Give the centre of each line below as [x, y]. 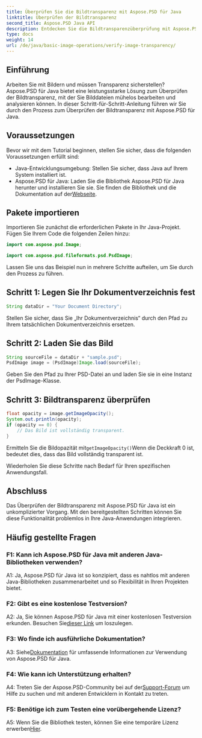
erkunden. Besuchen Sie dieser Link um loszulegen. [70, 623]
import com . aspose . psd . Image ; [44, 245]
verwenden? [64, 562]
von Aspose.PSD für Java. [38, 658]
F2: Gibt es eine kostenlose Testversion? [67, 603]
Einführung [28, 70]
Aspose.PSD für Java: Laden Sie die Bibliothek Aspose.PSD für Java [99, 181]
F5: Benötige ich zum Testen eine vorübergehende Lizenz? [94, 709]
